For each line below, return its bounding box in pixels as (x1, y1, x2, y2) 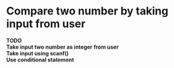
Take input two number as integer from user (6, 43, 119, 51)
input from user (6, 17, 86, 31)
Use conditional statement (6, 56, 74, 63)
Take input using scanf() (6, 49, 69, 57)
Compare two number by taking (6, 4, 169, 18)
